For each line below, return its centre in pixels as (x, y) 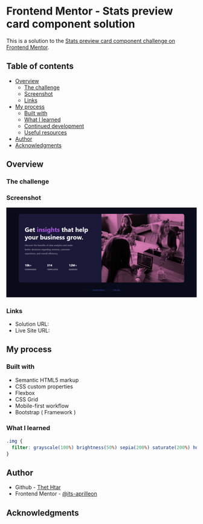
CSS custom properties (44, 386)
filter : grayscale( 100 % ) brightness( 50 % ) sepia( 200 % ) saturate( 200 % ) (101, 447)
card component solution (71, 24)
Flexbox (25, 393)
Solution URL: (32, 324)
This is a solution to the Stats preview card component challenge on (91, 41)
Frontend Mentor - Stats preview (90, 11)
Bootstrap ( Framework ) (45, 412)
